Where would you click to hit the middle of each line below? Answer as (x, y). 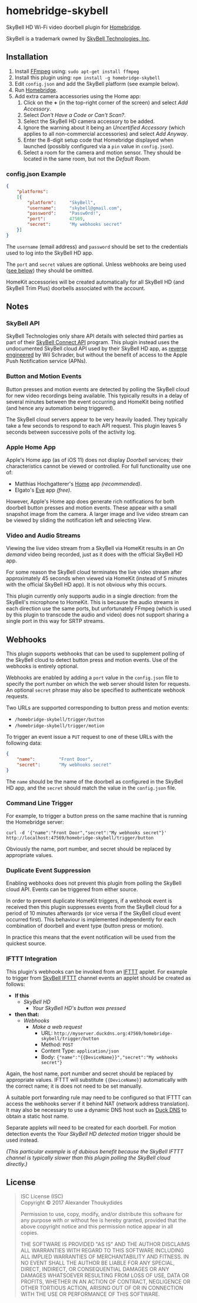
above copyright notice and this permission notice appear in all (97, 1227)
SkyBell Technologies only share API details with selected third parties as (95, 336)
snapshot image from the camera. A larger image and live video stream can (97, 514)
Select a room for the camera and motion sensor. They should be (102, 152)
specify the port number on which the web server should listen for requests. (98, 684)
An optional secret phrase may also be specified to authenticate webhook (96, 690)
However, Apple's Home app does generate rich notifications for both (90, 502)
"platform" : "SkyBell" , (61, 202)
